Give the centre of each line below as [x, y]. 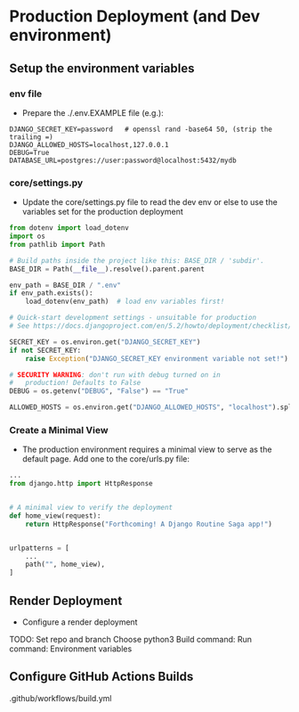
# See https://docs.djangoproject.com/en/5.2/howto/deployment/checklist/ [151, 326]
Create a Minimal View [59, 430]
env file [26, 94]
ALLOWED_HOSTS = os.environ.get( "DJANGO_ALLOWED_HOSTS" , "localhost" [141, 407]
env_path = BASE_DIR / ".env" [65, 285]
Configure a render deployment [80, 622]
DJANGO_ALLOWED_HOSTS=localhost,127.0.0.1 [89, 144]
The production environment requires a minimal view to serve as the [147, 450]
